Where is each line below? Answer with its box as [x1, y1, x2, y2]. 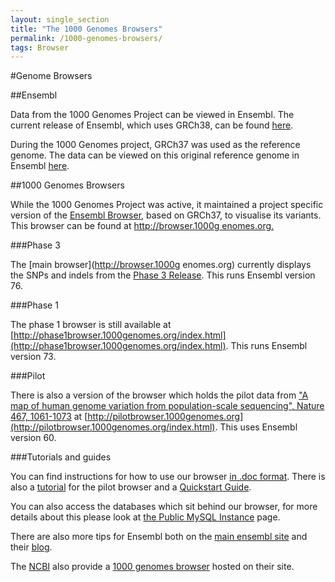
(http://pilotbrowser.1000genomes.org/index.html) [10, 421, 216, 433]
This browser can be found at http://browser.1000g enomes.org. [10, 220, 275, 232]
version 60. [10, 432, 57, 444]
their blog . [10, 541, 53, 553]
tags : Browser [10, 42, 70, 53]
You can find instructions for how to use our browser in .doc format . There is [10, 471, 326, 483]
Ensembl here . [10, 160, 70, 172]
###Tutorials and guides [10, 451, 112, 463]
